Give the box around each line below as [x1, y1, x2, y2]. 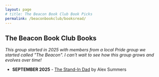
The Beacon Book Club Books [5, 34, 97, 42]
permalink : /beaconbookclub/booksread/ [5, 16, 86, 21]
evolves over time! [5, 57, 42, 63]
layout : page [5, 7, 32, 12]
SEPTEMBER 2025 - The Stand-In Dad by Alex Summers [12, 66, 127, 73]
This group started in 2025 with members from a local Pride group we [5, 47, 146, 53]
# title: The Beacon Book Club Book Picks [5, 12, 93, 16]
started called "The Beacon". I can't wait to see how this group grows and [5, 52, 155, 58]
